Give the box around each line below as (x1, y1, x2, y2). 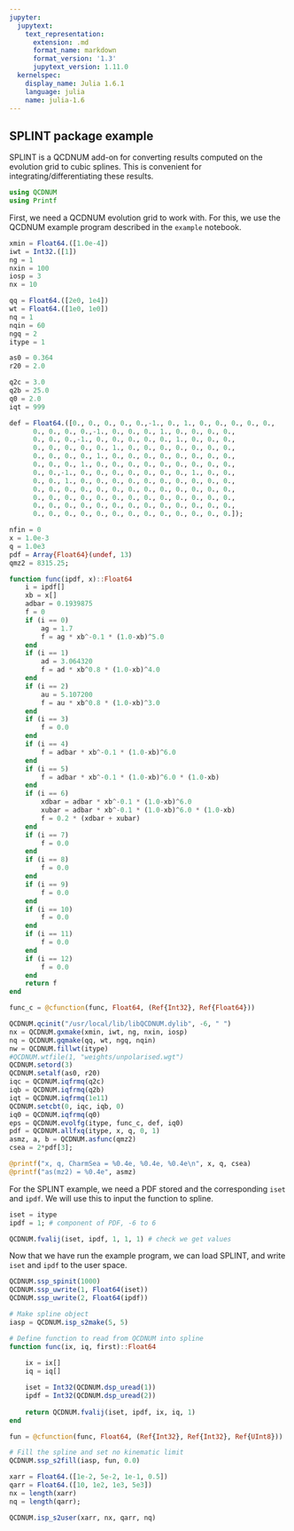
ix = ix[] (25, 1359, 62, 1368)
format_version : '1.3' (32, 54, 117, 63)
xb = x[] (25, 591, 58, 600)
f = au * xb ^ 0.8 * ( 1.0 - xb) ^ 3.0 (41, 698, 161, 707)
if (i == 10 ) (25, 905, 73, 914)
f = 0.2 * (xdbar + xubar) (41, 813, 141, 822)
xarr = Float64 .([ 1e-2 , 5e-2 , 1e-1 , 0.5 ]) (9, 1472, 168, 1481)
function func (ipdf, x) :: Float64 (9, 575, 133, 583)
